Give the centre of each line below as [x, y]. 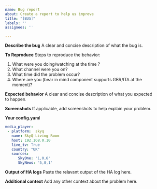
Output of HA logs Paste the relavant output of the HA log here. [68, 172]
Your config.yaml [23, 118]
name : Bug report [22, 9]
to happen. [16, 99]
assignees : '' [19, 28]
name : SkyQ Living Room [35, 136]
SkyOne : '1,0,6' [34, 158]
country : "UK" [26, 149]
